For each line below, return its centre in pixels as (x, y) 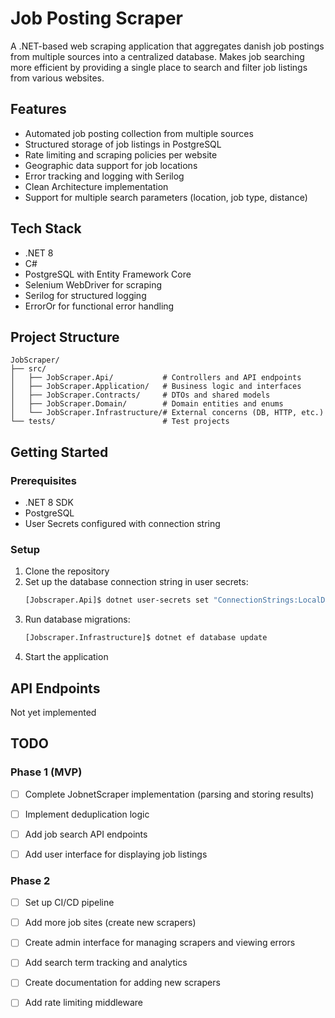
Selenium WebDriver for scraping (93, 284)
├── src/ (28, 369)
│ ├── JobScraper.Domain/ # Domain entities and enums (147, 404)
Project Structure (65, 337)
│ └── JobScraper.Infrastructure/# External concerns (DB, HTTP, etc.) (167, 413)
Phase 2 (30, 880)
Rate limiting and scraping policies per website (121, 154)
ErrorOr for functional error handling (99, 306)
